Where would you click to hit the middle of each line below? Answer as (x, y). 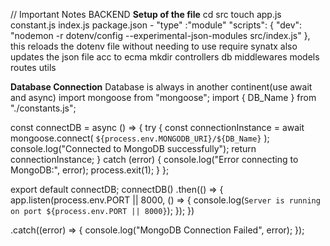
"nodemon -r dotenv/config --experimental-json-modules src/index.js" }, (160, 35)
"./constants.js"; (43, 108)
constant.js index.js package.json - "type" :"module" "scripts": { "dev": (156, 25)
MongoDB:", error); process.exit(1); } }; (90, 170)
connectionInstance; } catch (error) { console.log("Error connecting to (154, 159)
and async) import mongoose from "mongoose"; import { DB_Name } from (163, 97)
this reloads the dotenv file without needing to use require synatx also (154, 46)
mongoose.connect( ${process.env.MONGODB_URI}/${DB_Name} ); (140, 138)
